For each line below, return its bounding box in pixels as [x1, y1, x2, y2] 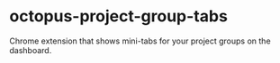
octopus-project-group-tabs [9, 6, 228, 27]
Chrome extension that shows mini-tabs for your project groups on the [9, 35, 272, 46]
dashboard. [9, 44, 52, 55]
